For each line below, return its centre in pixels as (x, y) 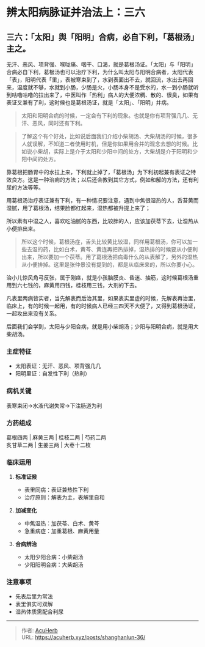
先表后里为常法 (34, 596)
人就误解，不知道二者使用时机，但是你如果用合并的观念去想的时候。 (107, 144)
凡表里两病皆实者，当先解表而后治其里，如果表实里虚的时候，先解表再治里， (103, 298)
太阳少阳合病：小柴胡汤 (54, 557)
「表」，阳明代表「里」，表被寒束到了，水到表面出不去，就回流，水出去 (95, 79)
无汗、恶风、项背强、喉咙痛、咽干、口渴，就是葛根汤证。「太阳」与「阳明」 (101, 64)
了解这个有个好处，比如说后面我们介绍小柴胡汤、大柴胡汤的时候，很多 (110, 136)
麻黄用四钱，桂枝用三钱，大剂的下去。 (92, 285)
